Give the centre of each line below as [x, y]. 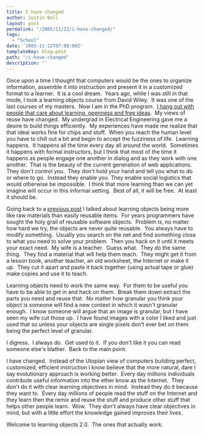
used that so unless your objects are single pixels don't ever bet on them [97, 324]
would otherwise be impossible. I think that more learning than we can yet [100, 184]
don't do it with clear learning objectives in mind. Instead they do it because [102, 386]
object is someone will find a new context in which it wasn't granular [92, 305]
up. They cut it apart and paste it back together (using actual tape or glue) [100, 267]
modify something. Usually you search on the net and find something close [101, 235]
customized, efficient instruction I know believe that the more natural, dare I [101, 367]
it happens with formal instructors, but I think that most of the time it [92, 151]
